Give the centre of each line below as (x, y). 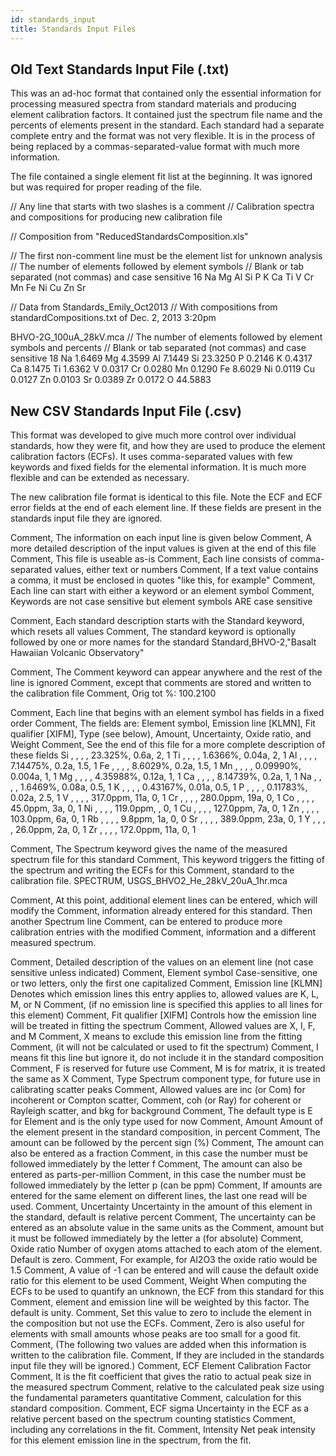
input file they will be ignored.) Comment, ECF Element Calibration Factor (161, 1366)
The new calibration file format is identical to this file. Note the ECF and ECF (166, 497)
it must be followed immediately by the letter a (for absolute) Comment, (157, 1238)
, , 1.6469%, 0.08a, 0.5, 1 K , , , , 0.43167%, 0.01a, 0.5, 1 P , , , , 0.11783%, (159, 787)
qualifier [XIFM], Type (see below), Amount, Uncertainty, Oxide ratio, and (161, 734)
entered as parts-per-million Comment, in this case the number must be (158, 1175)
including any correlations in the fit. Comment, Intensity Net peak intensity (163, 1430)
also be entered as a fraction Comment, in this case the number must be (159, 1153)
